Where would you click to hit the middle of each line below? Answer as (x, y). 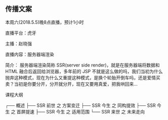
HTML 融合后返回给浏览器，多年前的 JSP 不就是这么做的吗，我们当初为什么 (84, 71)
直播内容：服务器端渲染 (30, 54)
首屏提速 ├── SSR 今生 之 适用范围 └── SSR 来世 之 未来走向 (81, 111)
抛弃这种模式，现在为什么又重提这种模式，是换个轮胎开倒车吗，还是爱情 (80, 78)
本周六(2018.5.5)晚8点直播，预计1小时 (45, 22)
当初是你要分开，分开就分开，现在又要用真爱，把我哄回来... (76, 84)
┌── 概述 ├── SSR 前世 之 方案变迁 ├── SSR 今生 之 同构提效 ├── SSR (80, 105)
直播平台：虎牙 (21, 33)
